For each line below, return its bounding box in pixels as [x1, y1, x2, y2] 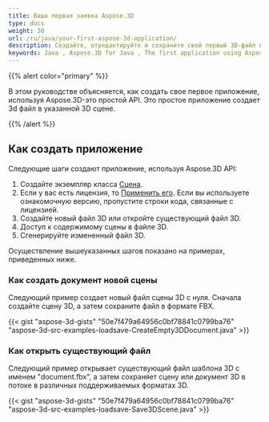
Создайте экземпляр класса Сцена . [19, 179, 143, 189]
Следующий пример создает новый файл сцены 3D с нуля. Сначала [8, 293, 242, 302]
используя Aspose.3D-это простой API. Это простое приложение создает [8, 95, 260, 104]
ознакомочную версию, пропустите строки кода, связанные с [19, 196, 234, 205]
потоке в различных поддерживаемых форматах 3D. [8, 380, 190, 390]
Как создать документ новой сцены [8, 274, 158, 286]
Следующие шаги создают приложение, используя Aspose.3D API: [8, 164, 238, 173]
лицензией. [19, 205, 59, 214]
